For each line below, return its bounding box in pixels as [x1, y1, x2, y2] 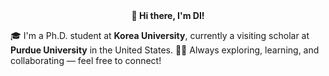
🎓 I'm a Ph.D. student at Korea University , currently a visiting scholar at [10, 30, 310, 41]
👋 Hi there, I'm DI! [131, 10, 205, 21]
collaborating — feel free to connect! [10, 55, 162, 66]
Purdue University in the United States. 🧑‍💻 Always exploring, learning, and [10, 44, 320, 56]
